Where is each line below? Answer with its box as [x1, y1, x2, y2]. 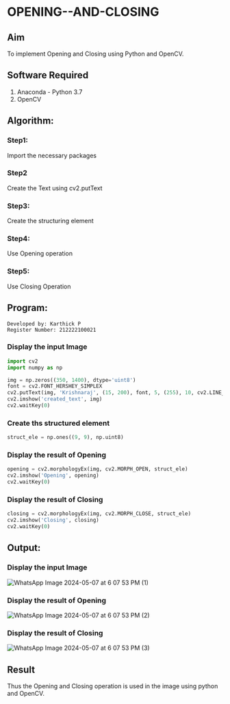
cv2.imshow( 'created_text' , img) [7, 396, 103, 402]
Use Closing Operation [7, 282, 71, 291]
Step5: [7, 266, 30, 276]
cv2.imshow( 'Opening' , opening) [7, 472, 99, 479]
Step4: [7, 234, 31, 244]
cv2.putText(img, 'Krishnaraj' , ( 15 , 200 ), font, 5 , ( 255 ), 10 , [7, 389, 194, 396]
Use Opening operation [7, 249, 73, 258]
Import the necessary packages [7, 151, 97, 159]
